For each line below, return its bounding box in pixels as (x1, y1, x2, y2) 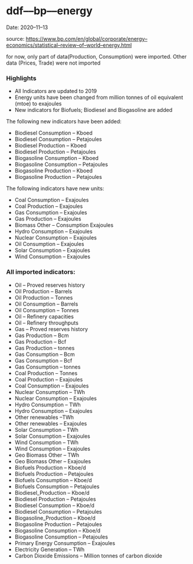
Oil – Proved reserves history (14, 281, 86, 289)
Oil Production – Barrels (14, 287, 73, 294)
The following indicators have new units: (6, 185, 104, 192)
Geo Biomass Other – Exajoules (14, 457, 91, 464)
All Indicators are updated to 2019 (14, 88, 97, 95)
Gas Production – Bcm (14, 332, 69, 339)
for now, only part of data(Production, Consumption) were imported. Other (6, 53, 187, 60)
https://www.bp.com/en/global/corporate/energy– (25, 35, 148, 42)
